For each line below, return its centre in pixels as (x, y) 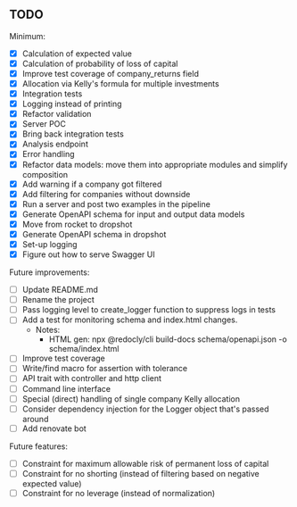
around (35, 419)
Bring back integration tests (73, 134)
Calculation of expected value (77, 54)
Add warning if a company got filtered (92, 184)
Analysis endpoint (55, 144)
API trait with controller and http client (92, 378)
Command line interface (66, 388)
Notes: (48, 330)
